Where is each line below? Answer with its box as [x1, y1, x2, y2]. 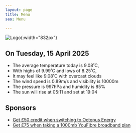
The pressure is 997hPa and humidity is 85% [12, 83, 105, 90]
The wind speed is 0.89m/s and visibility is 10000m [12, 78, 119, 84]
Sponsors [5, 103, 36, 112]
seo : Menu [5, 16, 26, 21]
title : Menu [5, 12, 30, 17]
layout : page [5, 7, 33, 12]
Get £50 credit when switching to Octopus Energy [12, 117, 116, 122]
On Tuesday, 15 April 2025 [5, 49, 89, 57]
